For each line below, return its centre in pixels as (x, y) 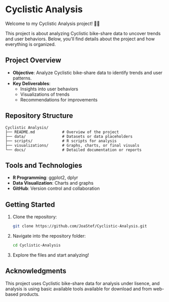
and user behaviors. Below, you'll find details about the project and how (80, 39)
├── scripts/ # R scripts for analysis (61, 141)
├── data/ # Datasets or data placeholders (69, 136)
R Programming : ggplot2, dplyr (45, 178)
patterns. (22, 78)
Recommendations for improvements (59, 99)
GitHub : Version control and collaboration (56, 188)
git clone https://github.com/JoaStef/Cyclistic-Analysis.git (80, 226)
